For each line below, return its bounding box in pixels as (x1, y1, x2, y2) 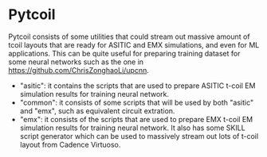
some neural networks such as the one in (8, 57, 144, 67)
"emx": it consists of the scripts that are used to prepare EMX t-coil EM (19, 114, 253, 124)
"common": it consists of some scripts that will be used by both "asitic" (19, 98, 254, 107)
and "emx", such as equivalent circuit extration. (19, 105, 175, 116)
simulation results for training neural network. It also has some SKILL (19, 123, 245, 132)
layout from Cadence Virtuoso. (19, 140, 121, 149)
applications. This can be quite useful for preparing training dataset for (8, 48, 241, 58)
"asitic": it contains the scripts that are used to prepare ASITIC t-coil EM (19, 81, 256, 90)
